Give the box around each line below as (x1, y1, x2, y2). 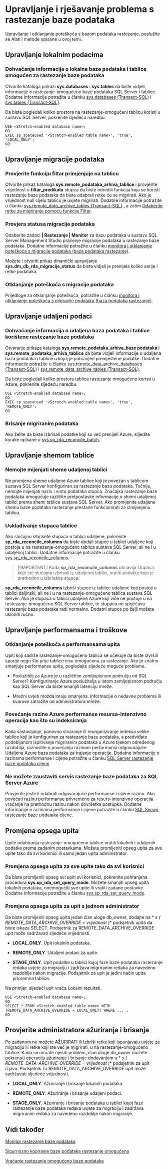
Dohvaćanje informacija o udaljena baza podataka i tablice (5, 327, 150, 334)
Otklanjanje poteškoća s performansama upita (5, 641, 120, 648)
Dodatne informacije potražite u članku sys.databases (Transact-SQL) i (5, 94, 151, 100)
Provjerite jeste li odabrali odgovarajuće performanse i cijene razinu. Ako (5, 791, 155, 797)
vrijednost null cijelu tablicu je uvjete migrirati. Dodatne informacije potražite (5, 197, 162, 203)
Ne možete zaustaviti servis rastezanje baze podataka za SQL (5, 773, 158, 780)
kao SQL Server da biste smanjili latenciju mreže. (12, 683, 113, 689)
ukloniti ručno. (5, 611, 35, 617)
